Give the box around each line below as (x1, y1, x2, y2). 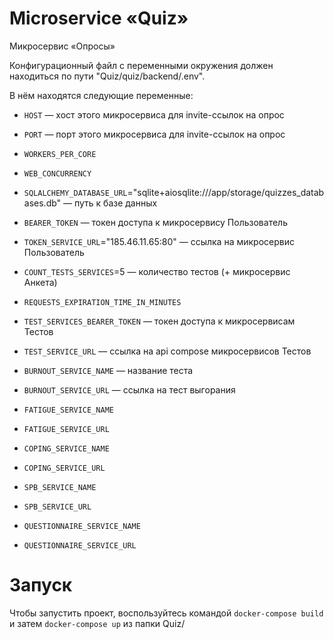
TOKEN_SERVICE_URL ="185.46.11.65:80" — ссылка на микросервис (23, 235, 295, 247)
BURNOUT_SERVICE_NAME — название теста (23, 364, 194, 376)
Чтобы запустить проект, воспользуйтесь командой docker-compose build (9, 607, 324, 619)
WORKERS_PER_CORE (23, 149, 97, 159)
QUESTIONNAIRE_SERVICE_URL (23, 540, 137, 551)
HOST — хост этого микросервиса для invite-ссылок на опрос (23, 108, 285, 121)
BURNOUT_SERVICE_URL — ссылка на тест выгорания (23, 383, 236, 396)
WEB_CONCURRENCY (23, 168, 92, 179)
